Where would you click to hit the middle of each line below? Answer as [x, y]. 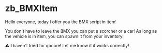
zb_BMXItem [31, 8]
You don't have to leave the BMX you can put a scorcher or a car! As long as [81, 31]
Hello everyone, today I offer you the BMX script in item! [61, 22]
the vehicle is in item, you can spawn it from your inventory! [65, 36]
